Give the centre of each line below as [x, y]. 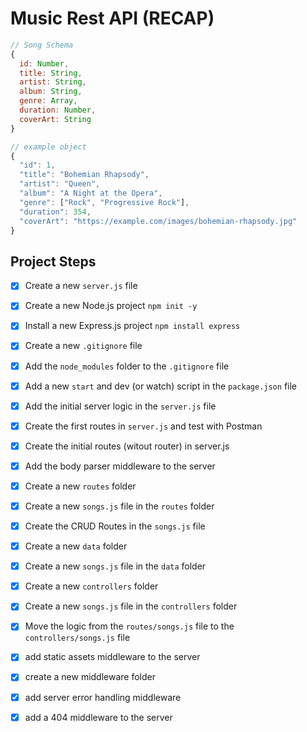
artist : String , [53, 82]
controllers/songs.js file [77, 638]
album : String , [51, 92]
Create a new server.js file [81, 286]
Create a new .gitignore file [83, 346]
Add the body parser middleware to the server [120, 466]
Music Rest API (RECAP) [112, 18]
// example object [48, 147]
